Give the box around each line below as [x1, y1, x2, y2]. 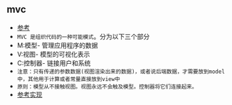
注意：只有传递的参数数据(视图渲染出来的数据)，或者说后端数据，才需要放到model [16, 68, 226, 75]
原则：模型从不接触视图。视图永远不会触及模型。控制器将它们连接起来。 [16, 83, 198, 90]
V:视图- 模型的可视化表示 [16, 50, 90, 58]
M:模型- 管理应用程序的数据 [16, 40, 98, 50]
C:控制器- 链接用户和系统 [16, 58, 91, 67]
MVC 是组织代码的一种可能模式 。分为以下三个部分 [16, 32, 150, 40]
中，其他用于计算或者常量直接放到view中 [16, 75, 120, 82]
